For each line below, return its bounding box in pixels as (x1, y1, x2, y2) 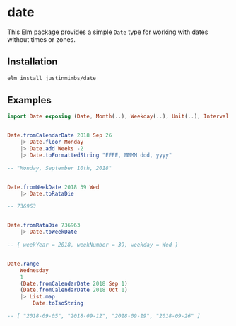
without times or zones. (7, 35, 76, 43)
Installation (7, 56, 58, 68)
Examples (7, 94, 52, 106)
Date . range (7, 260, 40, 267)
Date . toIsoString (33, 300, 83, 307)
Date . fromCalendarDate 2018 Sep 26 (7, 132, 112, 139)
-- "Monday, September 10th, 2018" (7, 164, 112, 172)
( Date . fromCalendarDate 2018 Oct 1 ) (20, 286, 129, 294)
